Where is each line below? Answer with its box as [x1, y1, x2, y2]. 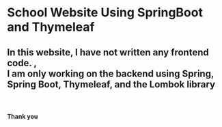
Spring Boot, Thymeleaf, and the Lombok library [7, 79, 216, 90]
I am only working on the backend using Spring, [7, 68, 214, 79]
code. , [7, 57, 38, 69]
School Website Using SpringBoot [7, 5, 204, 20]
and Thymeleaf [7, 19, 95, 35]
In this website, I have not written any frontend [7, 46, 210, 58]
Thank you [7, 112, 38, 120]
